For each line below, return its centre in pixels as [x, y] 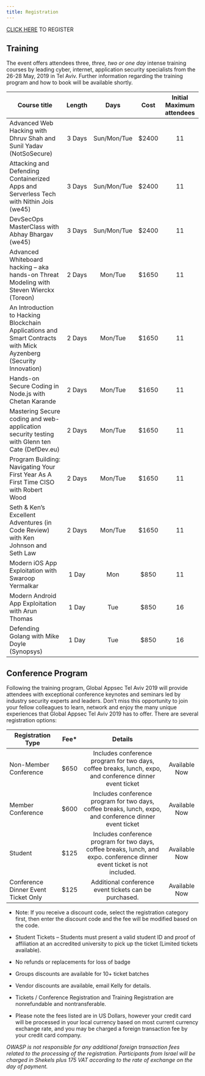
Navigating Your [32, 467]
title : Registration [33, 12]
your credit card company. [49, 1035]
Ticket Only [26, 897]
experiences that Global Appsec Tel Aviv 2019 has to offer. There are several [103, 714]
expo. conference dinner [123, 857]
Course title [35, 106]
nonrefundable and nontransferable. [61, 1004]
